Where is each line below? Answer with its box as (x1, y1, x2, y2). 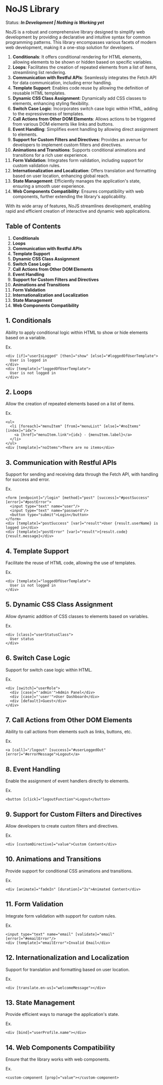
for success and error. (5, 477, 50, 482)
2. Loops (5, 388, 33, 396)
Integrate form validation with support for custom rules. (5, 913, 116, 919)
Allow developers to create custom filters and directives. (5, 823, 119, 829)
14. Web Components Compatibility (5, 1043, 115, 1052)
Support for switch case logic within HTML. (5, 667, 92, 673)
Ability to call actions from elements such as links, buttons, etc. (5, 729, 132, 735)
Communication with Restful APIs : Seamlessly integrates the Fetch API (12, 74, 157, 80)
